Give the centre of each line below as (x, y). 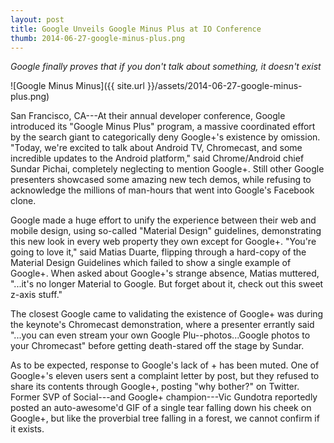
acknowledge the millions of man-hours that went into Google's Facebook (162, 190)
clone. (23, 201)
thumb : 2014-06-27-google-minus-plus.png (98, 38)
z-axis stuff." (36, 295)
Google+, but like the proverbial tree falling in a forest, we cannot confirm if (165, 418)
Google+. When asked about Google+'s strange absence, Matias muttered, (165, 273)
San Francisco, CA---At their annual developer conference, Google (148, 116)
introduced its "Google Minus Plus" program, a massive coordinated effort (163, 127)
